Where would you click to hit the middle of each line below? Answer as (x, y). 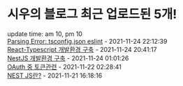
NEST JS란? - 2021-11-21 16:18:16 (55, 75)
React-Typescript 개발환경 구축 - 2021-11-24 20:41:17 (82, 49)
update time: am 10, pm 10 (45, 34)
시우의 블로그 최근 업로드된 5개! (92, 14)
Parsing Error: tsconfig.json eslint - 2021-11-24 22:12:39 (87, 41)
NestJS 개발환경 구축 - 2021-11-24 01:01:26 (68, 58)
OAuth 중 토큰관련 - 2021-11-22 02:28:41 (65, 67)
